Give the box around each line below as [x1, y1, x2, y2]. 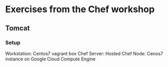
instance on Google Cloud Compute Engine [5, 56, 96, 62]
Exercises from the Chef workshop [5, 4, 155, 15]
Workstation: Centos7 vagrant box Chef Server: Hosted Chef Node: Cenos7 [5, 50, 163, 56]
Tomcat [5, 24, 30, 32]
